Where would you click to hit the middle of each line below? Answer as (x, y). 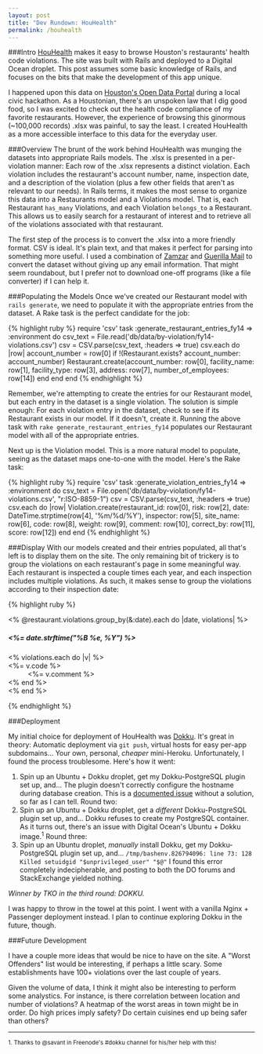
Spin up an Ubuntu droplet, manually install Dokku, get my (113, 845)
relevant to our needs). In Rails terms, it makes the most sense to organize (128, 191)
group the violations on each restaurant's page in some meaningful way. (124, 564)
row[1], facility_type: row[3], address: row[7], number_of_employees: (119, 370)
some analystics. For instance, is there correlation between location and (124, 996)
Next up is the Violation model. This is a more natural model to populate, (124, 450)
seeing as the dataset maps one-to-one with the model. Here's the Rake (124, 459)
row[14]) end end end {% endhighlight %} (76, 378)
